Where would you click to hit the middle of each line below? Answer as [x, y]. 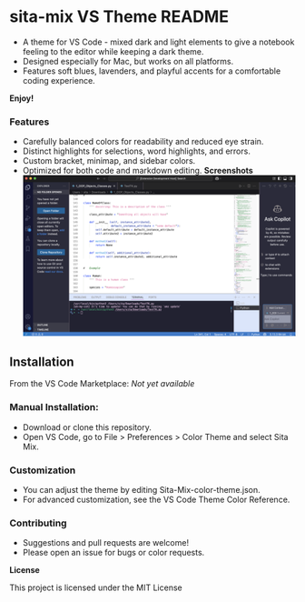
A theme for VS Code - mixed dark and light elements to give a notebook [158, 42]
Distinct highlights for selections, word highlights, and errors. [137, 151]
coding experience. [59, 80]
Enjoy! [22, 98]
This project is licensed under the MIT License [96, 587]
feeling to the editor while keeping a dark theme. [113, 51]
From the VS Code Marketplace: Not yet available [102, 384]
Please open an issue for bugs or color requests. [113, 553]
